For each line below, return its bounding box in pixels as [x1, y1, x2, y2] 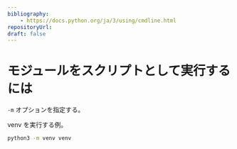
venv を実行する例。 [7, 121, 68, 129]
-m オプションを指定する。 [7, 106, 85, 114]
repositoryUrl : [7, 23, 53, 31]
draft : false [7, 30, 46, 38]
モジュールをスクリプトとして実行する [7, 63, 231, 79]
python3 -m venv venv [7, 135, 72, 142]
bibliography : [7, 10, 50, 18]
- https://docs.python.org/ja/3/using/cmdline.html [20, 17, 177, 24]
